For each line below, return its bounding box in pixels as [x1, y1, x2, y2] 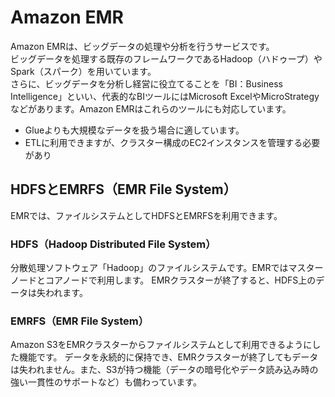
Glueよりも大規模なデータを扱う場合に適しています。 [24, 124, 240, 136]
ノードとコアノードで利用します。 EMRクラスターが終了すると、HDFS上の [10, 274, 317, 286]
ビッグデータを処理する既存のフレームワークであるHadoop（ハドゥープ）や [10, 52, 323, 65]
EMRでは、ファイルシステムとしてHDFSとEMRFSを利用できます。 [10, 209, 283, 221]
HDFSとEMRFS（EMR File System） [10, 181, 237, 198]
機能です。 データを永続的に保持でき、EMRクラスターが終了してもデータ [18, 351, 319, 363]
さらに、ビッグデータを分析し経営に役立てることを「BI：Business [10, 77, 283, 90]
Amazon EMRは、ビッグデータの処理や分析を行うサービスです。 [10, 40, 275, 52]
